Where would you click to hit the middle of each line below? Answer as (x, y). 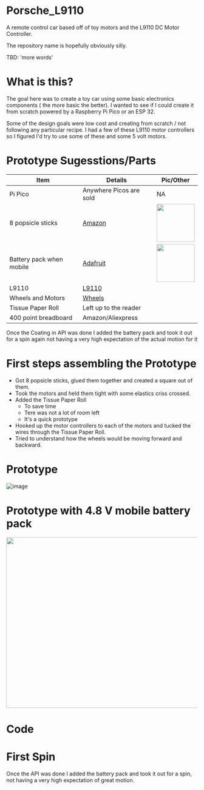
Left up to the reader (112, 308)
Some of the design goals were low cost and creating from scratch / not (96, 123)
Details (117, 180)
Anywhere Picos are (111, 190)
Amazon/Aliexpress (110, 317)
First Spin (31, 757)
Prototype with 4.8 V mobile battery (98, 511)
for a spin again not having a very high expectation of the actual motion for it (102, 339)
